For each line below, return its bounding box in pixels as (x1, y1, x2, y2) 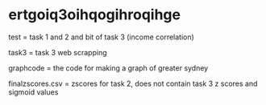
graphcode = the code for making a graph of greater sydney (8, 63, 209, 73)
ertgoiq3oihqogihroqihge (8, 6, 181, 24)
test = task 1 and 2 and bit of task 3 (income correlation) (8, 32, 195, 42)
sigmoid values (8, 87, 59, 97)
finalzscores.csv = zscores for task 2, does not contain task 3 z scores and (8, 79, 258, 88)
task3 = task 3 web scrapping (8, 47, 107, 57)
